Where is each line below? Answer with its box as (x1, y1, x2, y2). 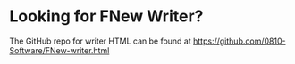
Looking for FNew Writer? (9, 6, 204, 27)
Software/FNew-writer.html (9, 44, 110, 55)
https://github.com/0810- (193, 36, 286, 46)
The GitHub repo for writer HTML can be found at (9, 36, 192, 46)
